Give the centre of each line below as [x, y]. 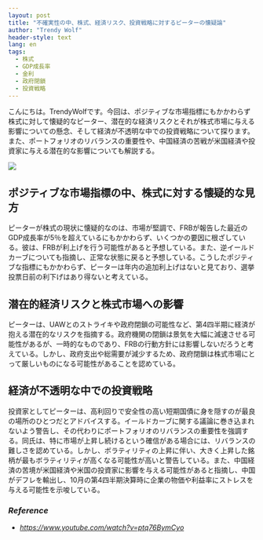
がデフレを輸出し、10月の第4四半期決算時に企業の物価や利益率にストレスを [131, 480]
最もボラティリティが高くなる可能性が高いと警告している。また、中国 [135, 460]
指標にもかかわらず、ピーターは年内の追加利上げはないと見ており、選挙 [138, 267]
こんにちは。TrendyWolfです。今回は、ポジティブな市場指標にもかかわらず [130, 111]
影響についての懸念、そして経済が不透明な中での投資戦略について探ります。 [131, 131]
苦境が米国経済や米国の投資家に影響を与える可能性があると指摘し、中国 [139, 470]
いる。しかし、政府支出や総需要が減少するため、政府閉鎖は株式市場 [131, 354]
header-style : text [40, 37]
